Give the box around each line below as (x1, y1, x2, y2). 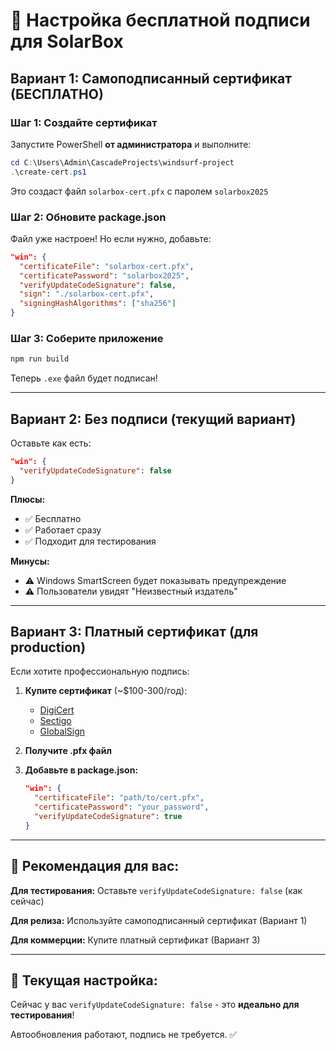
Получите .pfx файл (24, 745, 112, 757)
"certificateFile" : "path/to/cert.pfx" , (34, 793, 205, 803)
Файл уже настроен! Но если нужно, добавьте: (10, 232, 212, 244)
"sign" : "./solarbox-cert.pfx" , (19, 289, 155, 299)
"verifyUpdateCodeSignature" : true (34, 812, 183, 822)
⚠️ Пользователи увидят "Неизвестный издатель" (24, 585, 238, 597)
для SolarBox (10, 30, 124, 53)
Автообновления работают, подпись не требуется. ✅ (10, 1029, 238, 1041)
